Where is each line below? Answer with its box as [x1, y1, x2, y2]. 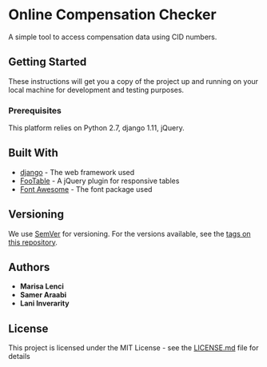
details [8, 352, 30, 361]
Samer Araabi [19, 290, 67, 300]
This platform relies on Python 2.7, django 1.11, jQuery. [8, 123, 185, 133]
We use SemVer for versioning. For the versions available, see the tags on [8, 229, 251, 238]
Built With [8, 146, 58, 160]
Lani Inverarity [19, 298, 70, 309]
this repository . [8, 237, 58, 247]
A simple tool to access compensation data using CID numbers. [8, 32, 217, 42]
